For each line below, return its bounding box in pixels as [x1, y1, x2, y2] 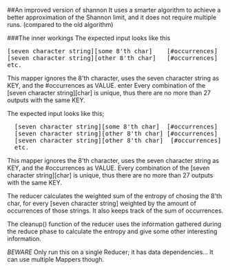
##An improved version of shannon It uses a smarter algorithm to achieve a [7, 6, 221, 14]
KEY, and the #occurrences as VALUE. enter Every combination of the [7, 81, 206, 89]
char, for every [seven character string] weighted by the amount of [7, 200, 196, 207]
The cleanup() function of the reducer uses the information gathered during [7, 220, 222, 228]
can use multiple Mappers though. [7, 255, 105, 263]
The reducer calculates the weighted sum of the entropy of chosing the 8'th [7, 192, 222, 200]
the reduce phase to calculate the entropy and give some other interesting [7, 227, 218, 235]
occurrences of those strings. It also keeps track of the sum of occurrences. [7, 206, 224, 215]
